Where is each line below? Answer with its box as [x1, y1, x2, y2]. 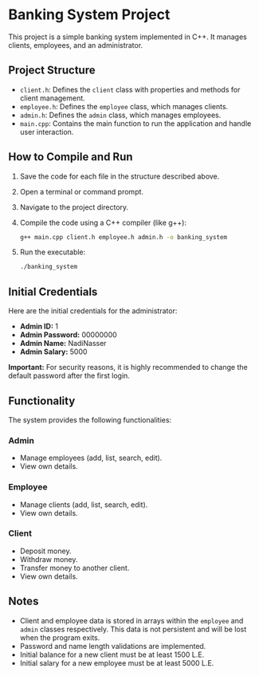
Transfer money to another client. [19, 563, 130, 572]
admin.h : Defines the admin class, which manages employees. [19, 110, 222, 120]
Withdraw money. [19, 554, 78, 564]
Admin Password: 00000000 [19, 330, 117, 340]
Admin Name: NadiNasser [19, 339, 107, 348]
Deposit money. [19, 546, 72, 556]
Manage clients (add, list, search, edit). [19, 500, 148, 509]
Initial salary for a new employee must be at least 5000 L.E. [19, 658, 214, 667]
